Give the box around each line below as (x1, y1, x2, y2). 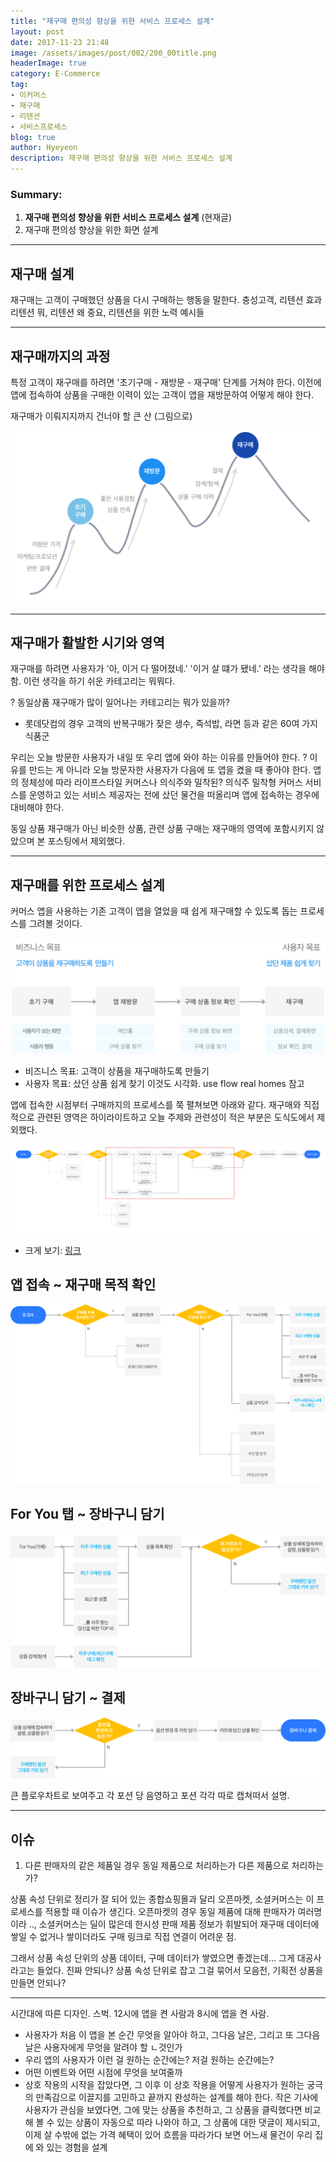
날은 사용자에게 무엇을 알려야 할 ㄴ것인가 (24, 2041, 183, 2053)
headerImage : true (10, 58, 87, 69)
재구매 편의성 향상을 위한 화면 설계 (24, 224, 159, 236)
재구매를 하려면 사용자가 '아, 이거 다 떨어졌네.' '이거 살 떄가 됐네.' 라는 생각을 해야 (10, 663, 325, 675)
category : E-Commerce (10, 69, 101, 79)
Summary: (10, 187, 63, 201)
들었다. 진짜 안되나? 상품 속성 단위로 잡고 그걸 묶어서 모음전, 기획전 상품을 (36, 1965, 324, 1976)
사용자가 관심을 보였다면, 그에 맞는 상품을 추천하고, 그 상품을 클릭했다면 (24, 2104, 303, 2115)
